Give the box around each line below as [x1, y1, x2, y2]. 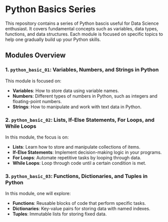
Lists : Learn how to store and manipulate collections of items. [12, 144, 141, 150]
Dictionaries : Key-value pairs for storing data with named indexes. [12, 206, 151, 212]
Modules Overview [5, 51, 66, 60]
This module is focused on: [5, 77, 61, 84]
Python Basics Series [5, 4, 96, 15]
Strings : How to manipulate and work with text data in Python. [12, 104, 142, 110]
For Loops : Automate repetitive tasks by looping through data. [12, 154, 142, 160]
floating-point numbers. [12, 98, 62, 104]
